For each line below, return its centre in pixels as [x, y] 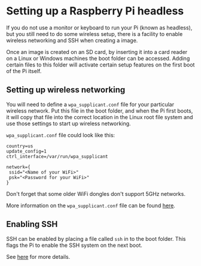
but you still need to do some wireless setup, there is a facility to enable [95, 34]
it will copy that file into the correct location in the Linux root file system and [100, 117]
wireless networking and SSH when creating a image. [72, 40]
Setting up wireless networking [66, 90]
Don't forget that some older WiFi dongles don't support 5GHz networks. [96, 194]
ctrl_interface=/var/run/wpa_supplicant [57, 156]
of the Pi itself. [24, 71]
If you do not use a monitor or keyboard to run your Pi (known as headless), [99, 28]
